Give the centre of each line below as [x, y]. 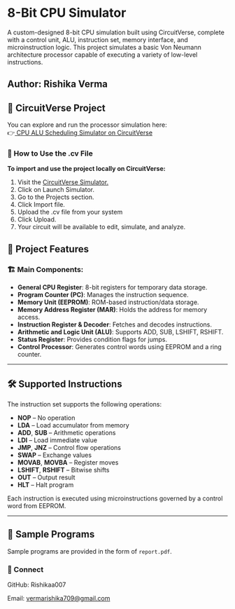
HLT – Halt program [45, 484]
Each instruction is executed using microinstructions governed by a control [115, 498]
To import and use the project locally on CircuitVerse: [86, 169]
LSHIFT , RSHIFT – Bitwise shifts [63, 470]
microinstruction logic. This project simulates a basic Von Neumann [104, 47]
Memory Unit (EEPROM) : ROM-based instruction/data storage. [108, 302]
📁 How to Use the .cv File [50, 153]
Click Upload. [37, 219]
